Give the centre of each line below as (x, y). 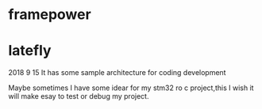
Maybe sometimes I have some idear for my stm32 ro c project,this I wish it (131, 88)
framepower (50, 15)
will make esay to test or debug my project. (79, 96)
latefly (30, 51)
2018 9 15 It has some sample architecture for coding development (117, 73)
